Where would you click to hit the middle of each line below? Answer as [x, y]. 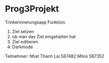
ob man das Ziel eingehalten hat [44, 37]
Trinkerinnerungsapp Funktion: [35, 22]
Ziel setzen [23, 31]
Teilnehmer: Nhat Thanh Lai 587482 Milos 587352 [55, 56]
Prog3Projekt [32, 9]
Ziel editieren [25, 41]
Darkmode [22, 47]
